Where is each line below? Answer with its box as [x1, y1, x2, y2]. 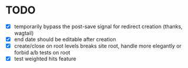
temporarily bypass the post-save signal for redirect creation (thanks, [14, 23, 183, 30]
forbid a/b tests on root [14, 49, 71, 56]
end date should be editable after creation [14, 36, 116, 43]
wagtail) [14, 30, 34, 36]
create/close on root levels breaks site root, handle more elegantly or [14, 42, 182, 50]
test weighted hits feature [14, 55, 77, 62]
